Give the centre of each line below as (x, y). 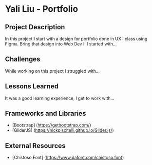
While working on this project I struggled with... (52, 71)
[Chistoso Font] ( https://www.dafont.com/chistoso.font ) (68, 158)
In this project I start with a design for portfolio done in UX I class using (76, 39)
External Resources (35, 146)
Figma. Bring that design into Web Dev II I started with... (61, 44)
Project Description (35, 27)
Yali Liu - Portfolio (42, 9)
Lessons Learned (32, 86)
